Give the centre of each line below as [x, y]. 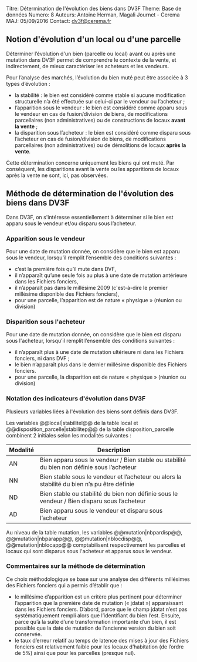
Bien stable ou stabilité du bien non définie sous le [109, 493]
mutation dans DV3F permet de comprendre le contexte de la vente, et [91, 60]
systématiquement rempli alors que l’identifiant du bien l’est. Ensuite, [97, 615]
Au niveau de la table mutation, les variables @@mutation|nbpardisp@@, [94, 532]
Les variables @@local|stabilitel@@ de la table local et [72, 423]
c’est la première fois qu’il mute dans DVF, [65, 269]
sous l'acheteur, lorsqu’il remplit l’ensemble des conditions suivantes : [90, 341]
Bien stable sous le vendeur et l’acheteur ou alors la [111, 477]
